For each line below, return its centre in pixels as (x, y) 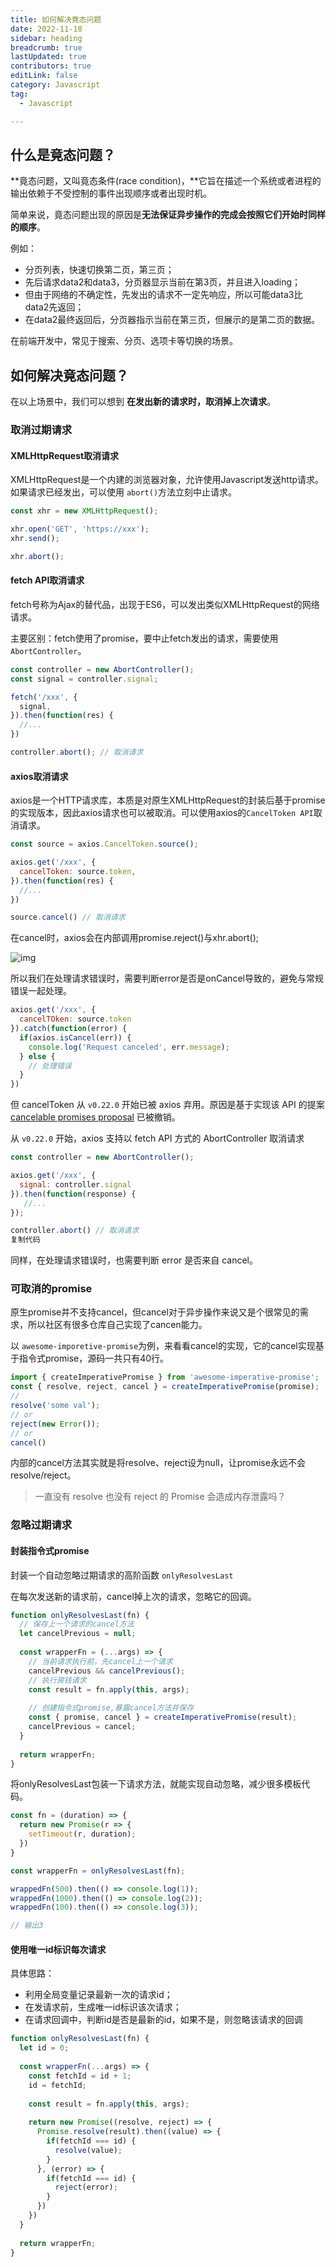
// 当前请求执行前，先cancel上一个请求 (100, 1661)
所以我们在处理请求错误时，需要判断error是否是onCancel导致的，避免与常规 (167, 978)
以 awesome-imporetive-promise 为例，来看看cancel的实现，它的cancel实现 (163, 1346)
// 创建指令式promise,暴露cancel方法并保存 (111, 1708)
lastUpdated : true (48, 57)
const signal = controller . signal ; (84, 679)
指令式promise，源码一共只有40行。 (94, 1358)
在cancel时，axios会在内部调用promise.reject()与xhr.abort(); (134, 938)
